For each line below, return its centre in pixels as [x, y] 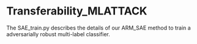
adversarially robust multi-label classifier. [58, 34]
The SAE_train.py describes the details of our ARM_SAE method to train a [98, 28]
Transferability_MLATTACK [77, 11]
